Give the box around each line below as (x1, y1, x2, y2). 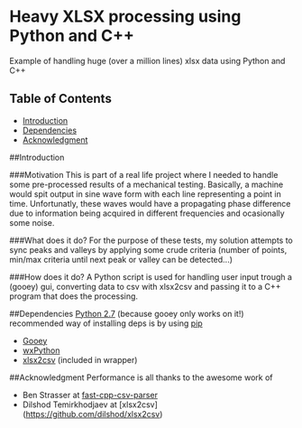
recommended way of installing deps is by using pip (9, 318, 203, 329)
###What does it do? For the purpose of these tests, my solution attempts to (9, 235, 293, 246)
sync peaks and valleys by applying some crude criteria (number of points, (9, 244, 288, 255)
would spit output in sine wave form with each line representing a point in (9, 188, 282, 200)
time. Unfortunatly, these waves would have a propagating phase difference (9, 198, 291, 209)
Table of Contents (9, 91, 113, 107)
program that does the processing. (9, 291, 138, 302)
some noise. (9, 217, 55, 228)
